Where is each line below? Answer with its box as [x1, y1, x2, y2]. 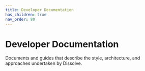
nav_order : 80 [5, 17, 36, 22]
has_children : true [5, 12, 47, 17]
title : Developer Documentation [5, 7, 74, 13]
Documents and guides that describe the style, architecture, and [5, 55, 140, 61]
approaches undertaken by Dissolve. [5, 60, 82, 66]
